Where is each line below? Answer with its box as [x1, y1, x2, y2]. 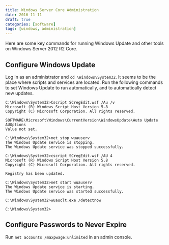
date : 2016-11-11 [5, 12, 42, 17]
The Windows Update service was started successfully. [5, 189, 124, 194]
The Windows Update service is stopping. [5, 140, 95, 145]
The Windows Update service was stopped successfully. [5, 144, 124, 149]
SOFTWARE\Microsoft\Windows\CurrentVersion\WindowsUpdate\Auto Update [5, 117, 158, 122]
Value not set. [5, 127, 38, 132]
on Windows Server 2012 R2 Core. [5, 46, 78, 52]
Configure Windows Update [5, 60, 96, 69]
